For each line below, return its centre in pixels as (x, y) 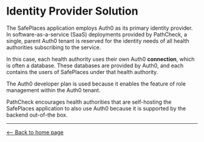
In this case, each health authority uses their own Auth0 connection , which (100, 59)
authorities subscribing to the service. (54, 47)
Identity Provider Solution (72, 11)
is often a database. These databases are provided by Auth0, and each (95, 66)
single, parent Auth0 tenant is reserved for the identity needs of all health (98, 41)
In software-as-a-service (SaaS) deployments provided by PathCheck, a (97, 34)
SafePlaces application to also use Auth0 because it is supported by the (96, 108)
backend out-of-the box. (37, 115)
